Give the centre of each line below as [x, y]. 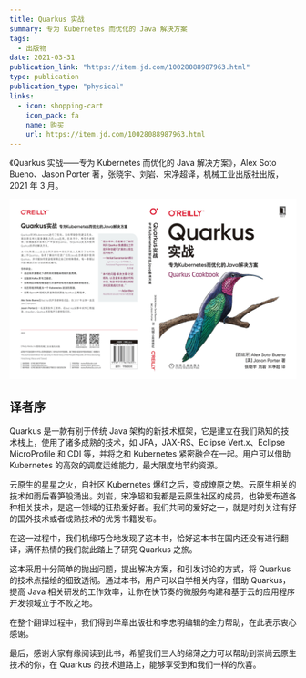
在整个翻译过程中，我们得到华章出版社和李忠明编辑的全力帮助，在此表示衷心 [153, 622]
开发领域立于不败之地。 [53, 602]
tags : [20, 38]
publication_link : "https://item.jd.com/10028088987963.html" [130, 67]
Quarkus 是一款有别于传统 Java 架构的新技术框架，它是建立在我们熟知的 [145, 431]
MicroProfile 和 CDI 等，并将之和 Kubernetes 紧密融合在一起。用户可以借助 [150, 453]
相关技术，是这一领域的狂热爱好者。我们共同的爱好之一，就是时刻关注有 [153, 507]
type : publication [44, 77]
